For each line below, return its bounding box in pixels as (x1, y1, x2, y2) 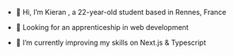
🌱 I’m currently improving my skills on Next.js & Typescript (15, 38, 206, 47)
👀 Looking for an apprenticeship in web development (15, 23, 189, 31)
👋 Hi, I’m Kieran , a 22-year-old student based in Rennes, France (15, 8, 227, 16)
